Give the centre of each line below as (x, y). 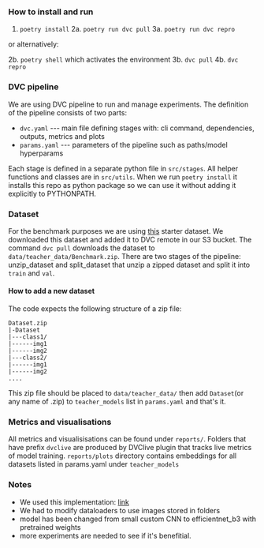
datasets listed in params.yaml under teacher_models (94, 464)
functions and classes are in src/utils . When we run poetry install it (123, 177)
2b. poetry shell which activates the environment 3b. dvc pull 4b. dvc (123, 60)
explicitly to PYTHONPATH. (52, 193)
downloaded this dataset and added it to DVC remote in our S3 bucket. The (130, 239)
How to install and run (51, 12)
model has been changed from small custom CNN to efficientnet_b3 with (138, 519)
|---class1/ (28, 337)
